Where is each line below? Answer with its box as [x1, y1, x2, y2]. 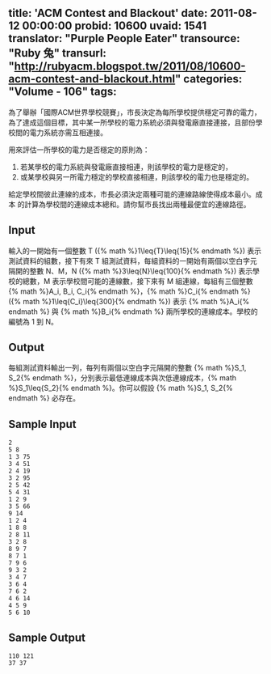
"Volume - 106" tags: [8, 85, 117, 99]
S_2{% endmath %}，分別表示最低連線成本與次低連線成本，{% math [8, 373, 236, 383]
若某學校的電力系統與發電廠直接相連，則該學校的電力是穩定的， [19, 162, 232, 172]
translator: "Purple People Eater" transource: [8, 32, 240, 45]
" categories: [174, 72, 243, 86]
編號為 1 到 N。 [8, 316, 59, 326]
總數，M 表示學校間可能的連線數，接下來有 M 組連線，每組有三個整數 [22, 276, 254, 286]
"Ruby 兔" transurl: [8, 46, 107, 60]
